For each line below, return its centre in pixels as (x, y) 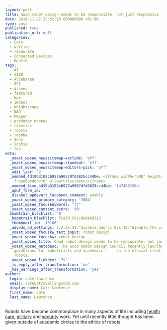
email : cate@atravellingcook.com (44, 283)
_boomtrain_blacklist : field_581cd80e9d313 (55, 218)
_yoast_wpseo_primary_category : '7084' (51, 200)
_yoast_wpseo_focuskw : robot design (47, 237)
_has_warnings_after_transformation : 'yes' (55, 269)
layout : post (19, 10)
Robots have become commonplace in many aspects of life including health (83, 311)
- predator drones (29, 121)
